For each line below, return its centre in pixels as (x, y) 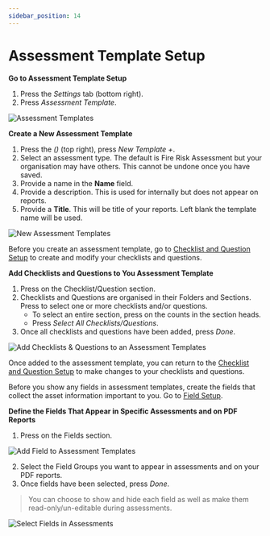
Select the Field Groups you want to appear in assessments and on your (139, 466)
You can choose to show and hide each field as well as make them (138, 499)
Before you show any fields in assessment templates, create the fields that (132, 387)
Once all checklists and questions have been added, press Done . (128, 331)
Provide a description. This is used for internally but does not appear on (139, 192)
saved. (31, 175)
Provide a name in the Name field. (77, 183)
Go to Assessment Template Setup (68, 78)
